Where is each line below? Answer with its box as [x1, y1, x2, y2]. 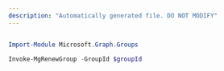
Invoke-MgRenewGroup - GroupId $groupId [8, 55, 143, 63]
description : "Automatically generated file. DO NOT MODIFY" [8, 11, 218, 20]
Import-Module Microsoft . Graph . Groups [8, 41, 139, 49]
